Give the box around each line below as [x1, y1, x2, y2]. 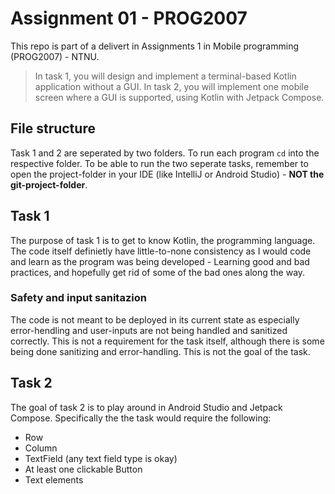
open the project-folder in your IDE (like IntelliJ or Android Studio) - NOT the [10, 168, 325, 180]
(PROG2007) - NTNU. [10, 50, 100, 62]
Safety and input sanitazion [10, 291, 147, 305]
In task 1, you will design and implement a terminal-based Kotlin [34, 70, 297, 82]
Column [24, 442, 58, 454]
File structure [10, 120, 96, 137]
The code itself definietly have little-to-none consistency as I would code [10, 245, 312, 257]
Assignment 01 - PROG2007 [10, 7, 248, 30]
